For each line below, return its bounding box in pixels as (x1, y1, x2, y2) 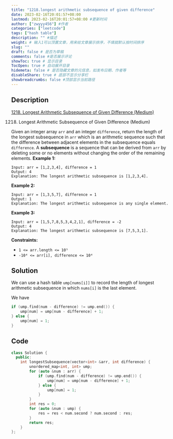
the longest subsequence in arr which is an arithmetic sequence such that (11, 134, 165, 140)
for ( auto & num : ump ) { (29, 406, 81, 411)
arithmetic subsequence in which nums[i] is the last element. (11, 285, 137, 291)
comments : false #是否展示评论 (11, 54, 72, 59)
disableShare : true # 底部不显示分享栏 (11, 73, 89, 78)
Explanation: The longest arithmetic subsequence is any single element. (11, 201, 169, 206)
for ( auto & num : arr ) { (29, 369, 81, 374)
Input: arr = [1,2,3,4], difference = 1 (11, 165, 97, 170)
